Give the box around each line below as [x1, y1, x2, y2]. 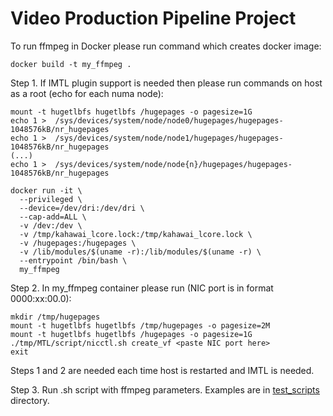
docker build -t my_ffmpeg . [10, 59, 132, 69]
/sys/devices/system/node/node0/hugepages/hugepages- [54, 115, 284, 126]
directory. [10, 394, 50, 406]
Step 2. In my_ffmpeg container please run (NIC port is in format [10, 282, 274, 294]
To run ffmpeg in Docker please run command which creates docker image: [10, 40, 322, 52]
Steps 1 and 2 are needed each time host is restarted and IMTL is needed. [10, 364, 315, 376]
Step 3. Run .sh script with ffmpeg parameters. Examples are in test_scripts [10, 383, 320, 396]
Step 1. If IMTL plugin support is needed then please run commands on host [10, 77, 323, 89]
